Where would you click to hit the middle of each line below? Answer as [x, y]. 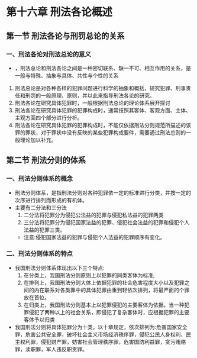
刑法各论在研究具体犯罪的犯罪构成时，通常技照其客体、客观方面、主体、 [103, 110]
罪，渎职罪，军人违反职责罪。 [51, 349]
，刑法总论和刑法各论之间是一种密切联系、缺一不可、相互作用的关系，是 [103, 68]
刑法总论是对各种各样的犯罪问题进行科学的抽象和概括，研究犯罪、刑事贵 [103, 88]
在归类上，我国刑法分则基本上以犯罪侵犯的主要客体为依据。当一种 [104, 305]
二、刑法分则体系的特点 [39, 254]
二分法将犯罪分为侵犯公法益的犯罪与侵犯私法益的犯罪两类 [93, 215]
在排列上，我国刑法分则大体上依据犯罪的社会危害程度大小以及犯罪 [104, 282]
